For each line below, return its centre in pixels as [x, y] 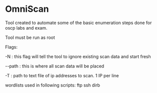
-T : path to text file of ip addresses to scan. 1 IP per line [62, 75]
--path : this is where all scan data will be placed [55, 66]
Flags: [11, 47]
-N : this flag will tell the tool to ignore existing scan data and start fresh [78, 56]
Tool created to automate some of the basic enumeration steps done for [78, 23]
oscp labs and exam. [26, 28]
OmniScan [27, 9]
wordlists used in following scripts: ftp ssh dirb [53, 85]
